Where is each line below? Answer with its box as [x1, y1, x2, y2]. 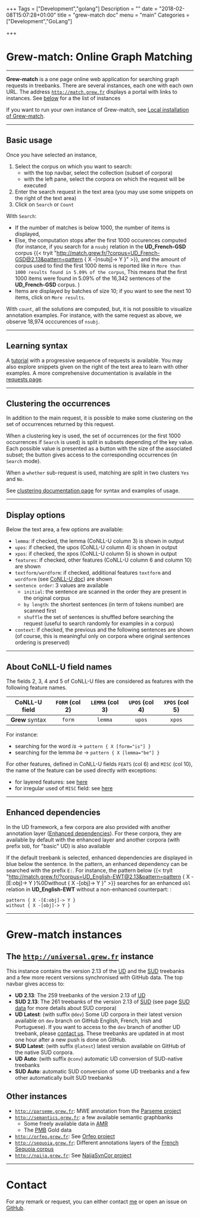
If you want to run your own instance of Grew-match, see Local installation [6, 106, 189, 113]
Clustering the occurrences [6, 398, 111, 408]
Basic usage [6, 135, 52, 146]
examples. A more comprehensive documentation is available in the [6, 369, 172, 377]
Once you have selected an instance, [6, 151, 97, 158]
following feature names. [6, 684, 67, 691]
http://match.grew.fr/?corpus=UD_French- [56, 249, 160, 256]
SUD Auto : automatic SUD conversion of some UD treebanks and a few [14, 1068, 190, 1075]
